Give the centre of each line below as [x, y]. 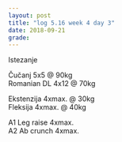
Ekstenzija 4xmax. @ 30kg [51, 99]
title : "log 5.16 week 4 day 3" [61, 23]
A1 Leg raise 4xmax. [41, 122]
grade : [19, 37]
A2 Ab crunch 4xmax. [44, 131]
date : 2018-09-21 [37, 30]
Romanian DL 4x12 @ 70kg [52, 84]
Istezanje [23, 60]
